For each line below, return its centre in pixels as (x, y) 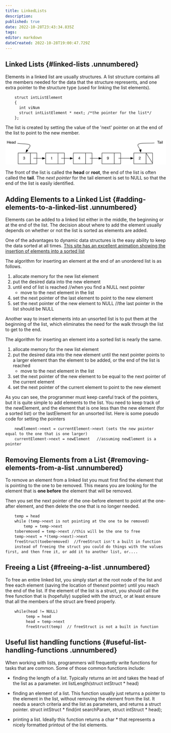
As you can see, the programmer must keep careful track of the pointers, (82, 397)
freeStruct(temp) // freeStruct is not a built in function (92, 627)
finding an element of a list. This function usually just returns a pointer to (89, 693)
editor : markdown (24, 38)
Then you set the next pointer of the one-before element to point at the (80, 501)
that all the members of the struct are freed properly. (61, 601)
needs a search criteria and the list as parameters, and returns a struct (87, 704)
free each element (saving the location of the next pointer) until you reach (82, 585)
